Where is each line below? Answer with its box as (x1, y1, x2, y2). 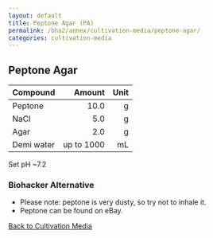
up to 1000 (63, 139, 106, 150)
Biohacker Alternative (8, 179, 95, 190)
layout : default (8, 11, 62, 20)
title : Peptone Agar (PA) (8, 19, 94, 27)
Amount (74, 87, 106, 98)
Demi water (12, 139, 56, 150)
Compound (12, 87, 56, 98)
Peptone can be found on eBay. (19, 206, 123, 216)
